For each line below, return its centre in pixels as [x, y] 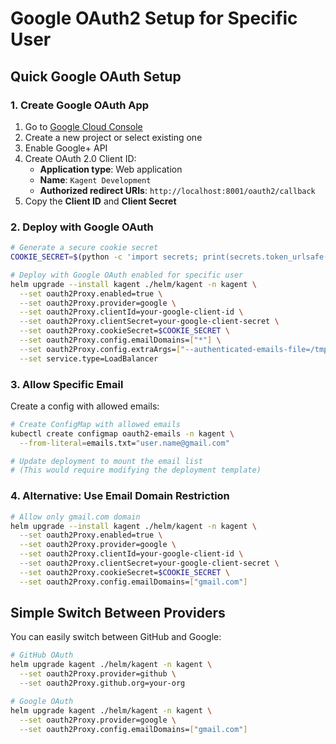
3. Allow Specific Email [67, 384]
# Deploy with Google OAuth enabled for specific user [127, 275]
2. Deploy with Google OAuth [82, 227]
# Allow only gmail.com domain [75, 517]
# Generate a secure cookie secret [84, 248]
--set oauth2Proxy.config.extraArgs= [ [100, 349]
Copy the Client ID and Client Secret [100, 201]
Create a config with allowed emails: [85, 406]
